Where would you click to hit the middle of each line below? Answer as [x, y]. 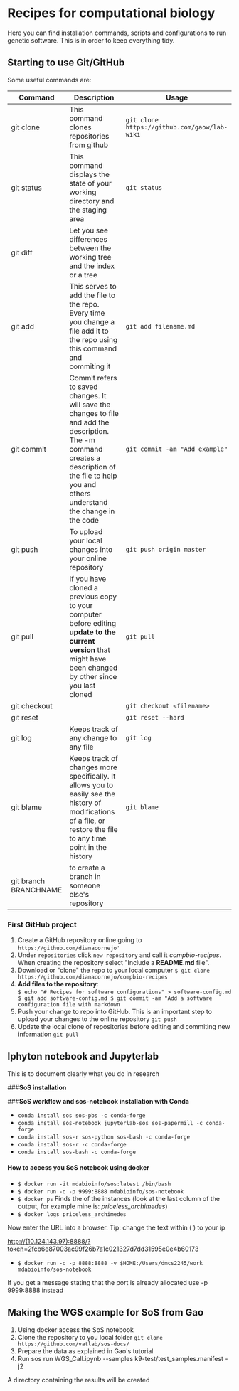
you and [83, 484]
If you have [88, 579]
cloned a [84, 587]
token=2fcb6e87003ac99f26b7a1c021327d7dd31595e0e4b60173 [103, 1249]
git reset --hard [155, 717]
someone [85, 885]
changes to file [94, 413]
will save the [90, 405]
